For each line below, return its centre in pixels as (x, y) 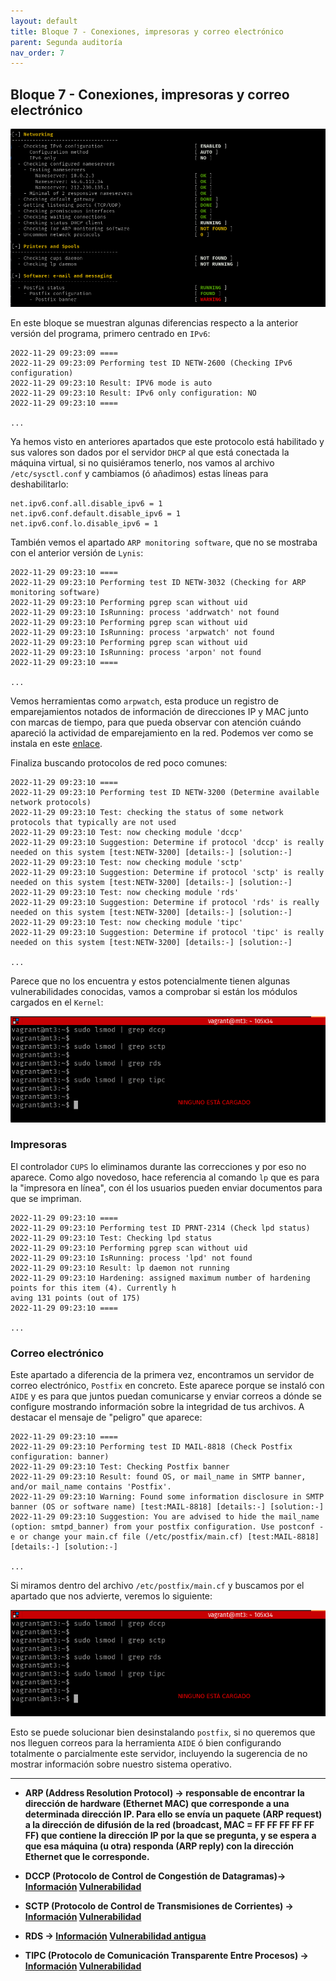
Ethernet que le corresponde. (87, 1856)
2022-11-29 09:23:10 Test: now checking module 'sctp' (127, 863)
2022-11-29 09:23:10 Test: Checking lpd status (111, 1238)
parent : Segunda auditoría (66, 42)
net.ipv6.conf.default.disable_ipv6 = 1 (96, 514)
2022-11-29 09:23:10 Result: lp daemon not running (120, 1268)
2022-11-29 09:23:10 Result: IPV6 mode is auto (111, 383)
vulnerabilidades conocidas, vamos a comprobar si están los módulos (154, 992)
